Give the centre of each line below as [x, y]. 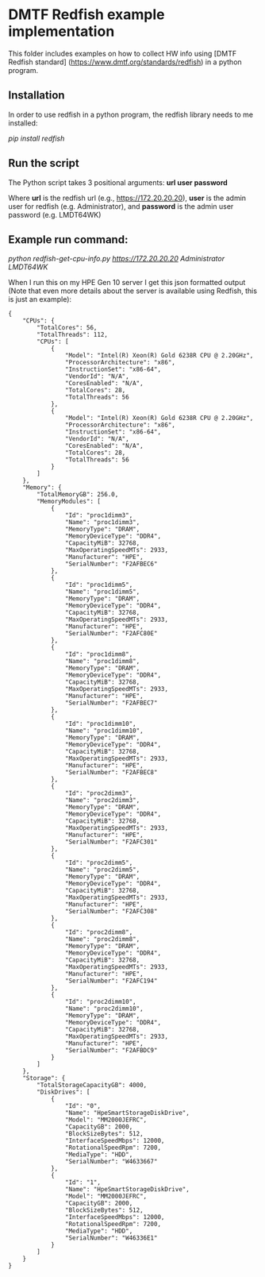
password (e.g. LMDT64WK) [55, 214]
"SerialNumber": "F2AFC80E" [111, 634]
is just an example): [40, 299]
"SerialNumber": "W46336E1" [111, 1238]
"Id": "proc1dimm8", [99, 654]
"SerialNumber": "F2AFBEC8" [111, 773]
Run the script [44, 163]
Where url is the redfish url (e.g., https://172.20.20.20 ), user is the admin [127, 198]
